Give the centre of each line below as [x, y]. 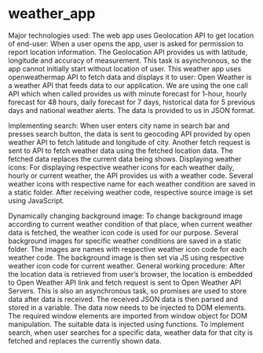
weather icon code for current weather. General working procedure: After [127, 266]
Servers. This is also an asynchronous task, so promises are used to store [128, 290]
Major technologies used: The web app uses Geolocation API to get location [131, 35]
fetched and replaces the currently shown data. [85, 340]
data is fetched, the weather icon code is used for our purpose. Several [123, 232]
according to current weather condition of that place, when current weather [130, 224]
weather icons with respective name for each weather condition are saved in [132, 184]
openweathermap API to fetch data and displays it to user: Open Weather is [130, 77]
